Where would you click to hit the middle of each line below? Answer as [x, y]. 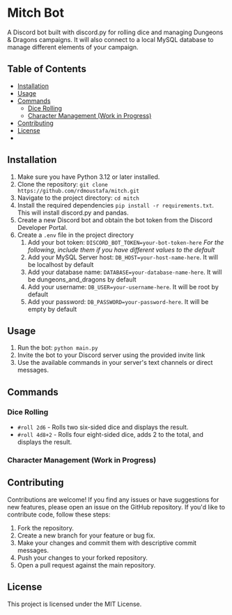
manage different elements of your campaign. [73, 47]
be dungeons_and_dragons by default [82, 279]
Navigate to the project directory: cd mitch [78, 198]
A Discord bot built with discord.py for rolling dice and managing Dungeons [115, 32]
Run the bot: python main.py [58, 348]
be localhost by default [61, 264]
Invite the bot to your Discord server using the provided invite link [111, 355]
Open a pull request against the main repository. [86, 565]
